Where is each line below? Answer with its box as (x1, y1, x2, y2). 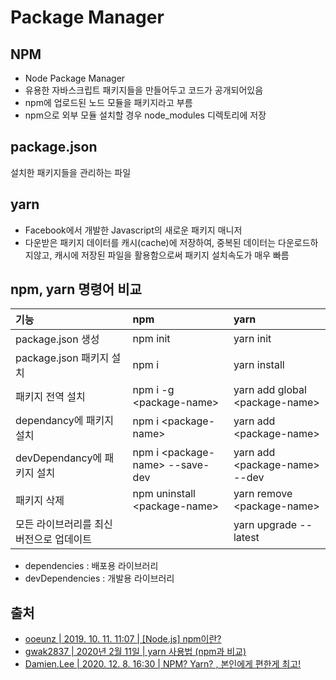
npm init (132, 332, 171, 346)
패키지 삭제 (15, 494, 65, 508)
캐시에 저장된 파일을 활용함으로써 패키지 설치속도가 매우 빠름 (54, 249, 290, 261)
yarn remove (233, 487, 293, 501)
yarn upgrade (233, 518, 298, 532)
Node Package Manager (24, 72, 126, 84)
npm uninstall (132, 487, 196, 501)
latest (233, 531, 260, 545)
